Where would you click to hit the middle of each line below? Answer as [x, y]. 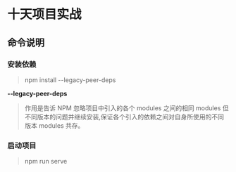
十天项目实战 [45, 14]
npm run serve [46, 161]
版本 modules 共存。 [54, 125]
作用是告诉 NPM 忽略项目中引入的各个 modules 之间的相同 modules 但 [126, 108]
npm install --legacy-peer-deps [70, 80]
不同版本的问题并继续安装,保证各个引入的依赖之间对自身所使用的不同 [124, 117]
